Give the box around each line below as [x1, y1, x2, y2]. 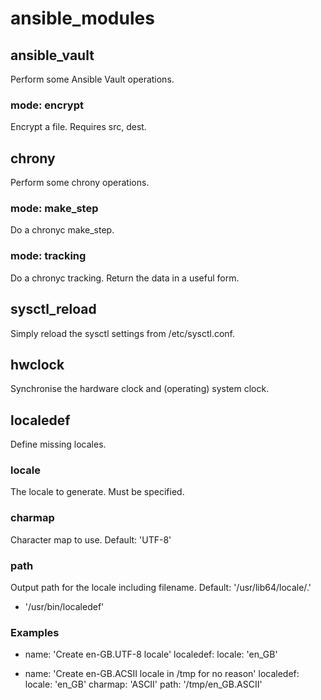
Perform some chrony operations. [10, 177, 150, 189]
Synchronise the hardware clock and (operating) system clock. [10, 383, 270, 395]
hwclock [10, 356, 65, 373]
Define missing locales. [10, 438, 107, 451]
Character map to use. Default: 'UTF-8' [10, 533, 172, 546]
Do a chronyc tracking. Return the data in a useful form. [10, 272, 240, 284]
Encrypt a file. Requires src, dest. [10, 121, 147, 133]
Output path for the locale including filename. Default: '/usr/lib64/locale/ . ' [10, 582, 312, 594]
